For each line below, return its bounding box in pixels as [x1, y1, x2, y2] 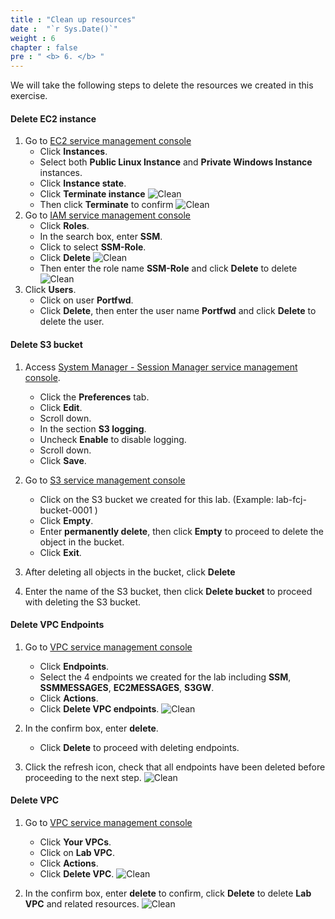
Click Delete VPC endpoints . [39, 702, 160, 715]
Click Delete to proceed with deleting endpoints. [39, 741, 240, 753]
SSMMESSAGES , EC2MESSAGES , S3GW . [39, 681, 215, 693]
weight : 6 [10, 33, 56, 43]
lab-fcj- [275, 493, 307, 505]
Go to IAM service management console [24, 209, 191, 221]
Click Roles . [39, 220, 90, 232]
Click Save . [39, 454, 87, 466]
